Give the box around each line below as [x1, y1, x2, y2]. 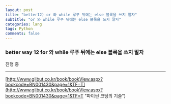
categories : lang [5, 21, 42, 27]
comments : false [5, 31, 40, 36]
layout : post [5, 7, 33, 13]
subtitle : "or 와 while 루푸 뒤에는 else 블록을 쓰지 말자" [5, 17, 122, 22]
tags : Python [5, 26, 33, 31]
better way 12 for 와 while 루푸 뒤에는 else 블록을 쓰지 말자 [5, 49, 144, 56]
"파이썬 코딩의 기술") [84, 93, 126, 99]
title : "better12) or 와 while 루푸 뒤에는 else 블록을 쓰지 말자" [5, 12, 137, 17]
